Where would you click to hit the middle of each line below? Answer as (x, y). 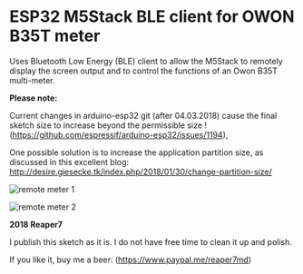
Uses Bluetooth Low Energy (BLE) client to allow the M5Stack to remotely (146, 61)
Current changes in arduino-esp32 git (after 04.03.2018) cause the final (143, 115)
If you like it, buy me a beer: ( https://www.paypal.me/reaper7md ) (131, 259)
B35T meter (55, 36)
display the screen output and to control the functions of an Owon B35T (144, 71)
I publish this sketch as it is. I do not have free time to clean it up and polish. (151, 241)
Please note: (34, 98)
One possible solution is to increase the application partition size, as (137, 152)
